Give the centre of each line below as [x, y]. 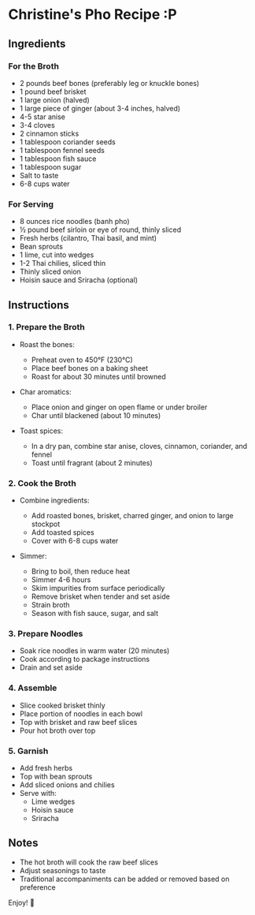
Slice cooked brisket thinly [63, 705]
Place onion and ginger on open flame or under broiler [119, 407]
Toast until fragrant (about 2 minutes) [92, 462]
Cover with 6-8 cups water [75, 541]
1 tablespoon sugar [50, 166]
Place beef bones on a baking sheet [90, 368]
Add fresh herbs [46, 768]
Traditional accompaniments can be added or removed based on [124, 879]
